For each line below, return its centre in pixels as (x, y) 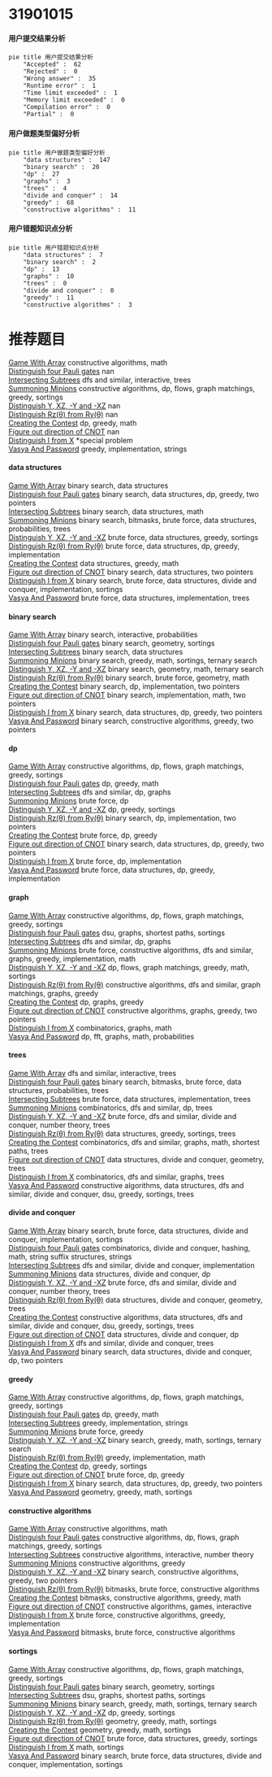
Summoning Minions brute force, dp (69, 801)
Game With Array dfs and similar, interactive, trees (93, 1073)
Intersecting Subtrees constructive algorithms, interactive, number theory (131, 1555)
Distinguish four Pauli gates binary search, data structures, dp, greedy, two (134, 494)
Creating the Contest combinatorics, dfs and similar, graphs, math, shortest (134, 1142)
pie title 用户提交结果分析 (51, 58)
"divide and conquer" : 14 (70, 195)
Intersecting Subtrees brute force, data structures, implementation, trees (130, 1099)
